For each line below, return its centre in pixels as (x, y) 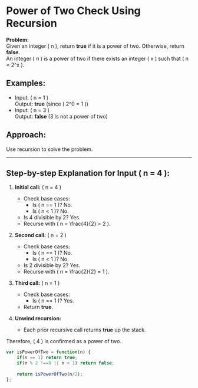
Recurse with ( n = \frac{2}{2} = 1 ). (66, 272)
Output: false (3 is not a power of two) (61, 116)
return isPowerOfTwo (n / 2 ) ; (50, 374)
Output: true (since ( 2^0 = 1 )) (51, 104)
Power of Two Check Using (73, 11)
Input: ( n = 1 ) (32, 97)
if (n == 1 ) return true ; (47, 358)
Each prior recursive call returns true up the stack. (85, 330)
